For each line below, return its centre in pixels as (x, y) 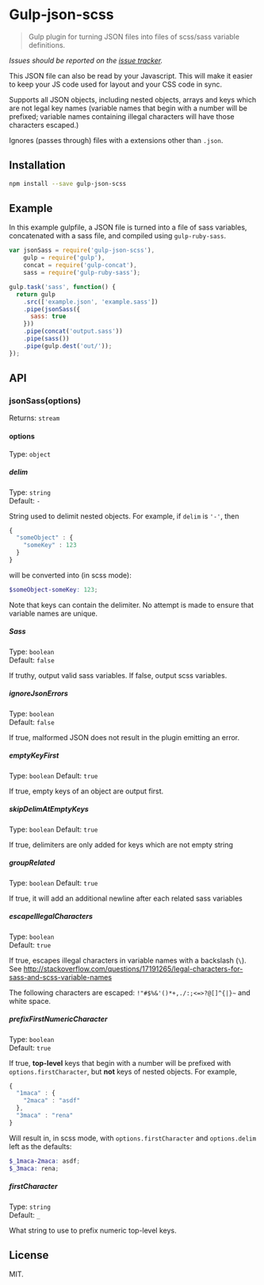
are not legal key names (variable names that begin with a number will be (128, 108)
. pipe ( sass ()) (46, 339)
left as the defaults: (40, 1146)
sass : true (48, 316)
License (29, 1255)
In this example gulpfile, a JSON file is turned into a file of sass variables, (128, 227)
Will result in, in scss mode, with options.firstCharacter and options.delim (133, 1138)
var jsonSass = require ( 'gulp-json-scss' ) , (82, 251)
